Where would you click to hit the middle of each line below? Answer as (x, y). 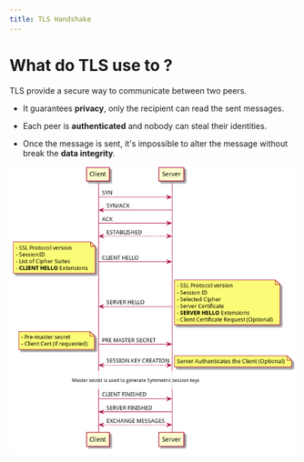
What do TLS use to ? (91, 65)
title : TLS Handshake (51, 19)
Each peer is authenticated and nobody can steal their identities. (145, 126)
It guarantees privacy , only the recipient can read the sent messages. (153, 108)
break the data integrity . (69, 153)
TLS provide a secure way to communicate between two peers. (128, 90)
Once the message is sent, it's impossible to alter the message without (155, 143)
